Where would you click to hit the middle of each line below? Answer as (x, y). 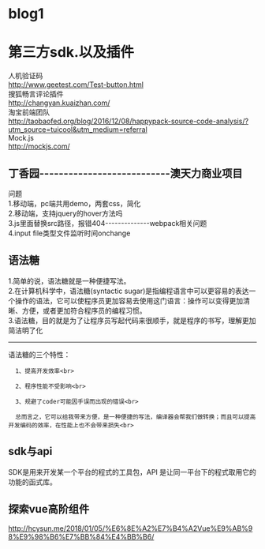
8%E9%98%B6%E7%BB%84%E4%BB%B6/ (81, 537)
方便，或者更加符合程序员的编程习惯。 (84, 310)
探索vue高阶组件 (49, 509)
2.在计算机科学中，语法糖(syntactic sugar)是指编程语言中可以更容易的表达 (129, 291)
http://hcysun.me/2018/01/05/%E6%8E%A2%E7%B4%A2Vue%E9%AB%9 (131, 528)
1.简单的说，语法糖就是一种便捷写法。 (69, 280)
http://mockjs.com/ (39, 146)
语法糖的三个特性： (39, 354)
